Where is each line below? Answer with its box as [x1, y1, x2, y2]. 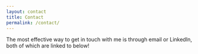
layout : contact [6, 8, 46, 15]
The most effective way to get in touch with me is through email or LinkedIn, [6, 36, 192, 43]
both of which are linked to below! [6, 42, 90, 49]
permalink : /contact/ [6, 20, 60, 26]
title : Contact [6, 14, 44, 20]
